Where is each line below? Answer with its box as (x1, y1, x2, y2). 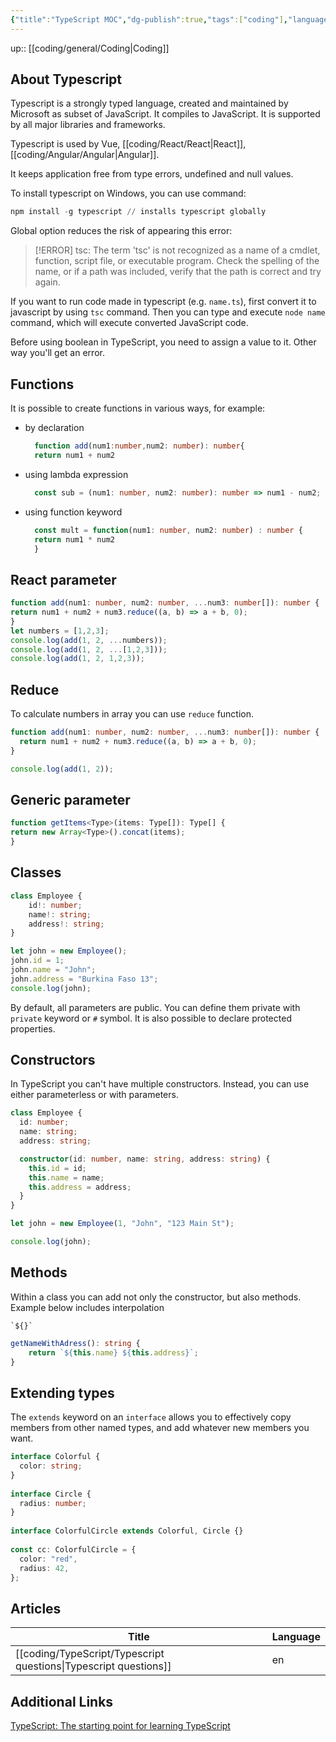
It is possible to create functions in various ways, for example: (10, 402, 266, 415)
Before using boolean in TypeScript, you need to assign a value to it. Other (10, 336, 317, 348)
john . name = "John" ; (10, 965, 97, 975)
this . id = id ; (28, 1163, 87, 1173)
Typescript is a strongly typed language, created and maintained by (10, 97, 289, 110)
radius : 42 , (19, 1563, 70, 1573)
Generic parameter (10, 792, 131, 809)
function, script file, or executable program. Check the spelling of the (34, 255, 320, 267)
